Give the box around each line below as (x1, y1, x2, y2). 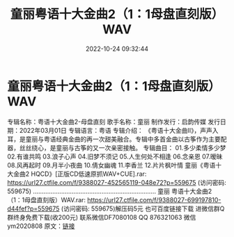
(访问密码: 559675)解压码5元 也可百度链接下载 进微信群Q (61, 204, 225, 213)
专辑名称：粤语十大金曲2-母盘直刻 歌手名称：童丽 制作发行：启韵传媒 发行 (7, 117, 221, 126)
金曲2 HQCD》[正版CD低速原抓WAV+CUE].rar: (13, 170, 147, 178)
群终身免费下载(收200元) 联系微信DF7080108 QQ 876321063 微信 (7, 213, 196, 221)
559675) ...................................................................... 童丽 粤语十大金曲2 (7, 187, 212, 195)
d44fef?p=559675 (7, 204, 60, 213)
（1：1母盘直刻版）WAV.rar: (7, 195, 86, 204)
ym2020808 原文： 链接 (7, 222, 75, 230)
